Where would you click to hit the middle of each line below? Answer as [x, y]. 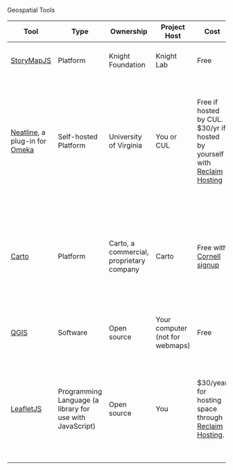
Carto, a [122, 243]
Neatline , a [28, 132]
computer [171, 328]
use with [72, 417]
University [125, 137]
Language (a [78, 400]
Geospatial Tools [31, 10]
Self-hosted [78, 137]
